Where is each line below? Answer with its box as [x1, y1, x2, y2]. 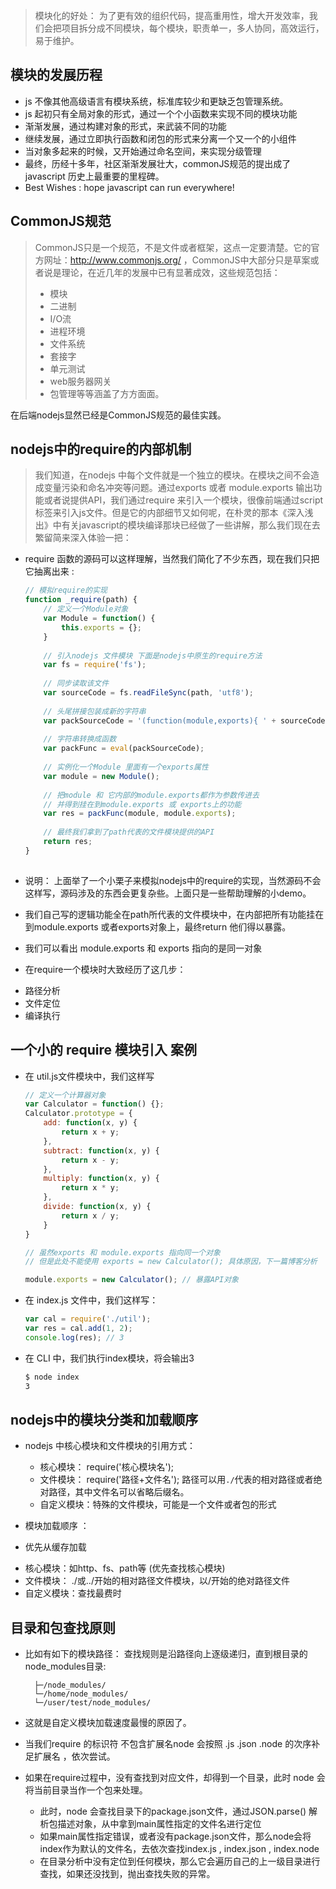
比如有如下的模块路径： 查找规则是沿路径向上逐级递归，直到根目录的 [24, 1648, 308, 1660]
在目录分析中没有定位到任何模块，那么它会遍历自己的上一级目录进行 [39, 1855, 321, 1868]
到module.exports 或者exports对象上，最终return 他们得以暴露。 [24, 920, 292, 933]
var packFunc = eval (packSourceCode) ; [43, 744, 205, 754]
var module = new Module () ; [43, 771, 160, 781]
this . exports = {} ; [61, 622, 143, 633]
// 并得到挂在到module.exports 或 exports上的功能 [43, 799, 242, 809]
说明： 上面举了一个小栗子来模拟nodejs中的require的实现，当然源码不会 [24, 874, 322, 886]
